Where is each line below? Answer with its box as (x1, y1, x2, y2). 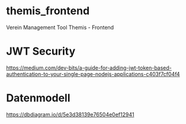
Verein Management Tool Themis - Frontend (6, 24, 114, 31)
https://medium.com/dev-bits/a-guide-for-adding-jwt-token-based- (6, 64, 172, 71)
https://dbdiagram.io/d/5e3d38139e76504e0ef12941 (6, 111, 134, 118)
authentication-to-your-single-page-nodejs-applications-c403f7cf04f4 (6, 70, 180, 78)
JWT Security (6, 44, 76, 58)
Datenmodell (6, 91, 70, 105)
